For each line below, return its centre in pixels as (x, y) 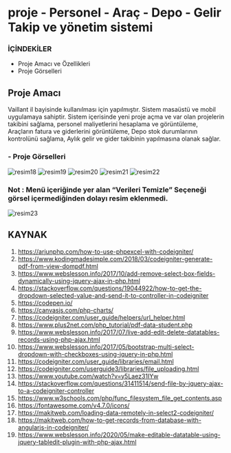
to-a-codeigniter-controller (56, 390)
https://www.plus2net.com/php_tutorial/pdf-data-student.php (105, 325)
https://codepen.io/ (45, 303)
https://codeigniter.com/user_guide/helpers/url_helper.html (101, 317)
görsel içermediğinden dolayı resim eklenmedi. (88, 198)
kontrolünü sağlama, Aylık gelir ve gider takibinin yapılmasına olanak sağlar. (114, 139)
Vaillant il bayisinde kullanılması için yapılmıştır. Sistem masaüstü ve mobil (112, 110)
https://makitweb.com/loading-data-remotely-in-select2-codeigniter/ (116, 412)
